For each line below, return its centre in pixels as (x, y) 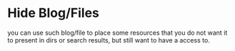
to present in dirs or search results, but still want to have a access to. (109, 40)
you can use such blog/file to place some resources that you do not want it (117, 33)
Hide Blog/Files (54, 13)
